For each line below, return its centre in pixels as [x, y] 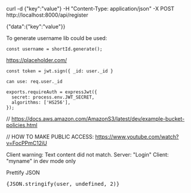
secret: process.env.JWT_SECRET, [53, 97]
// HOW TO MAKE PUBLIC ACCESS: [50, 137]
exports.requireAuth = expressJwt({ [52, 92]
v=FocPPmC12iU [27, 143]
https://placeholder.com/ [37, 60]
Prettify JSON [23, 172]
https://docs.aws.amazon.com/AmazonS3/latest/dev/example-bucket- [98, 119]
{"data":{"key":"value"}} [36, 27]
